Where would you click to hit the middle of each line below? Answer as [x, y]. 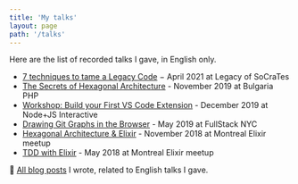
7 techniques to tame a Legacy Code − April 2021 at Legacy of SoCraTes [156, 77]
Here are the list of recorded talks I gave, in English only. [113, 60]
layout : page [33, 26]
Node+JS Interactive [60, 115]
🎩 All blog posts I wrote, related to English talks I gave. [109, 170]
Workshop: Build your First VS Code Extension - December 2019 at [145, 105]
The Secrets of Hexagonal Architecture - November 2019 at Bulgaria [148, 87]
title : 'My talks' [43, 17]
